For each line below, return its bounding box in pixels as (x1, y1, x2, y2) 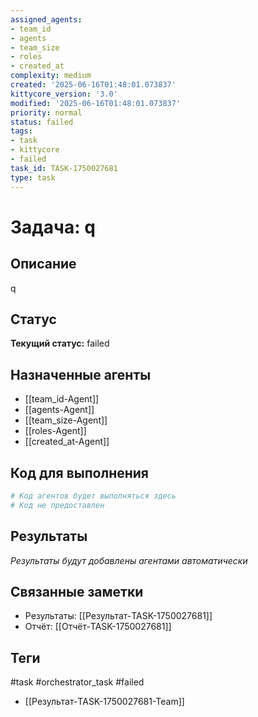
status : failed (10, 117, 74, 127)
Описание (10, 256, 77, 273)
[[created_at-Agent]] (24, 436, 110, 448)
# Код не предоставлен (10, 500, 105, 510)
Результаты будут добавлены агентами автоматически (10, 554, 248, 566)
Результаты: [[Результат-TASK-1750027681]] (24, 610, 213, 622)
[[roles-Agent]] (24, 425, 87, 437)
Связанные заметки (10, 583, 144, 600)
